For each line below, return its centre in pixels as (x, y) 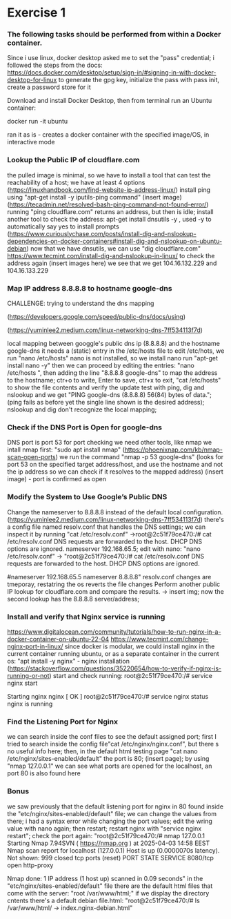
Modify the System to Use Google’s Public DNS (87, 497)
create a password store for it (49, 87)
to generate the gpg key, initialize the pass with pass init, (139, 80)
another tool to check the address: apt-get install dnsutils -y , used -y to (109, 219)
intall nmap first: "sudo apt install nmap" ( (66, 449)
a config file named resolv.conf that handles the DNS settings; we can (106, 527)
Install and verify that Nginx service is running (86, 617)
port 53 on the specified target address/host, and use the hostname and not (115, 465)
